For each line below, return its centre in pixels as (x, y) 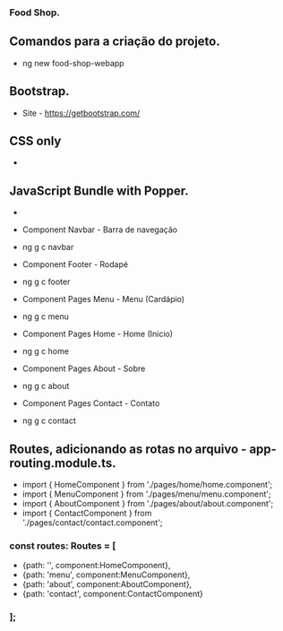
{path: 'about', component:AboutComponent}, (107, 584)
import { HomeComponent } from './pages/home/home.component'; (147, 484)
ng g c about (46, 386)
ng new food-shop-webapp (73, 63)
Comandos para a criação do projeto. (115, 42)
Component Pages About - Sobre (84, 368)
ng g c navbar (48, 247)
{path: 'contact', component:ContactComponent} (112, 594)
